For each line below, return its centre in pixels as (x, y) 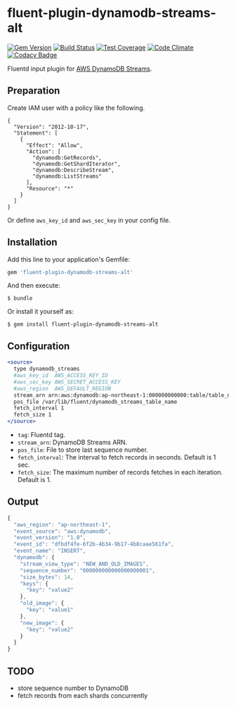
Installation (32, 242)
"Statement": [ (36, 133)
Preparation (34, 91)
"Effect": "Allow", (54, 145)
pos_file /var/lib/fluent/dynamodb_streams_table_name (96, 402)
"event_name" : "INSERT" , (50, 551)
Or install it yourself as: (40, 312)
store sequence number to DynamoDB (73, 688)
